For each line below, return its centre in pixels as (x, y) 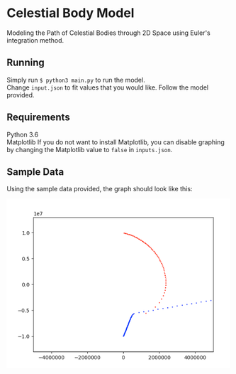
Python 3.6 (23, 134)
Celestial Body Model (71, 13)
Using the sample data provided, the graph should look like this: (100, 189)
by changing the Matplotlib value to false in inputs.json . (90, 149)
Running (26, 63)
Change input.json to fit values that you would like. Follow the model (108, 87)
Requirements (38, 118)
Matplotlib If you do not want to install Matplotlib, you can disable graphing (116, 142)
